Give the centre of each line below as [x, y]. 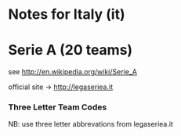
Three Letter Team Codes [58, 107]
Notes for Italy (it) [67, 14]
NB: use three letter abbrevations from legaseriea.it [91, 124]
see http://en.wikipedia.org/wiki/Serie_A [72, 72]
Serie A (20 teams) [71, 50]
